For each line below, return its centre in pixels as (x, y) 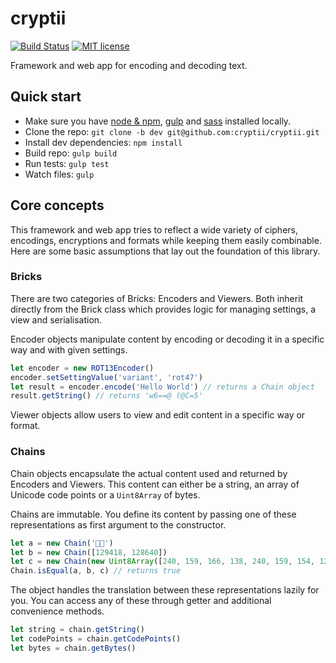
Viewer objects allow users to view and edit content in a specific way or (158, 415)
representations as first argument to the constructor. (118, 524)
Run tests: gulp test (67, 163)
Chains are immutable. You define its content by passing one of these (153, 514)
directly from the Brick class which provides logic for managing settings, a (163, 309)
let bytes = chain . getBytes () (73, 648)
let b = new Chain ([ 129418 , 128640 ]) (89, 552)
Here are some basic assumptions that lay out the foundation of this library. (165, 251)
